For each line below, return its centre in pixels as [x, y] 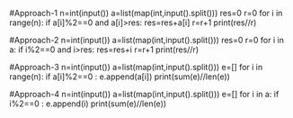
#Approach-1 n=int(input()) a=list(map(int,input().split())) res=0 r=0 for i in [146, 13]
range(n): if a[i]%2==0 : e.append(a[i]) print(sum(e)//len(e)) [120, 77]
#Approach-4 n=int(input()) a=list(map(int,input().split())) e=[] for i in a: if [144, 94]
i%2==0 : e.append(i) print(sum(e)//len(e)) [88, 104]
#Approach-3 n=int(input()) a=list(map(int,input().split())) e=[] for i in [136, 67]
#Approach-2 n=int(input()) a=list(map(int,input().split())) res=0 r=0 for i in [147, 40]
